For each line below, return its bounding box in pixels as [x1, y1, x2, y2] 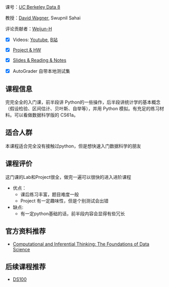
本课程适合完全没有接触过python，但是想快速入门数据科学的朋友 [5, 142, 141, 149]
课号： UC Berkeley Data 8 [5, 4, 60, 10]
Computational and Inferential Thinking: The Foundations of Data [12, 241, 150, 247]
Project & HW [12, 47, 41, 53]
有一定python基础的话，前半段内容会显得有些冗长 [20, 210, 125, 216]
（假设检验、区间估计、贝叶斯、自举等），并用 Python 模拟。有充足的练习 [5, 106, 160, 112]
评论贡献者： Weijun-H [5, 26, 52, 32]
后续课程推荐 [5, 262, 46, 271]
